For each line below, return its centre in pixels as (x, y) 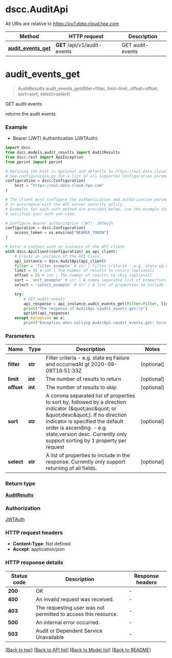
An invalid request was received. (75, 599)
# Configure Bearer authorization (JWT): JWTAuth (59, 223)
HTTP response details (34, 563)
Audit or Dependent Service (69, 631)
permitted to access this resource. (77, 614)
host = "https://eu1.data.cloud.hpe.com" (59, 186)
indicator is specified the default (85, 421)
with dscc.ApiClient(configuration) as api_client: (61, 251)
